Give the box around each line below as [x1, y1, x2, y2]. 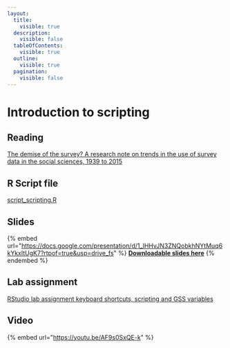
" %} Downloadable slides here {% [113, 249, 215, 257]
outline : [13, 55, 39, 62]
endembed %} [7, 257, 48, 264]
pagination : [13, 68, 48, 75]
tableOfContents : [13, 42, 64, 49]
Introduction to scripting [7, 104, 150, 120]
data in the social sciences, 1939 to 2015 [7, 157, 123, 166]
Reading [7, 131, 44, 143]
